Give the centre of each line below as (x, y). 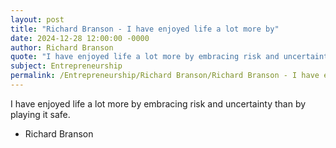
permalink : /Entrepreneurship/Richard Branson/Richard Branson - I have (165, 76)
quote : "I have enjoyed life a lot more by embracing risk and (145, 57)
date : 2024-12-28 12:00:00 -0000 (80, 38)
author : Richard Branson (62, 47)
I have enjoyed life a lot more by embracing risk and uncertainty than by (158, 103)
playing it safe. (40, 114)
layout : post (37, 19)
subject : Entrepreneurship (66, 66)
